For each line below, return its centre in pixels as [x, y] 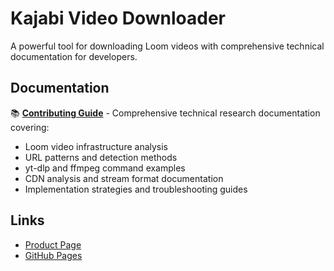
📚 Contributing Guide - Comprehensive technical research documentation [165, 113]
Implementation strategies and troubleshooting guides [136, 189]
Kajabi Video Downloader [118, 18]
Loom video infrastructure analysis [96, 146]
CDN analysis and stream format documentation [124, 178]
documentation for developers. [74, 56]
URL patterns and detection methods [101, 157]
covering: [30, 127]
